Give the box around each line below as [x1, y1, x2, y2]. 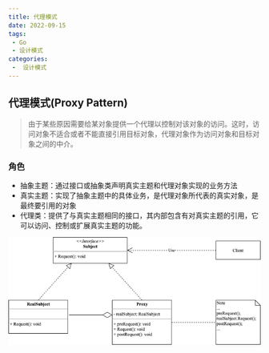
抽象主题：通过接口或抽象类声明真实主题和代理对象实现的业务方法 [19, 180, 238, 190]
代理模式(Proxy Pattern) [8, 96, 128, 110]
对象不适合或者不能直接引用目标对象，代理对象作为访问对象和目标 [34, 129, 253, 138]
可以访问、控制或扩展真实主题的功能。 [19, 220, 147, 230]
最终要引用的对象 [19, 200, 77, 210]
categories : [8, 55, 48, 63]
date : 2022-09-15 [8, 21, 66, 30]
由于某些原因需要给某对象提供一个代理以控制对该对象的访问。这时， [27, 118, 253, 128]
